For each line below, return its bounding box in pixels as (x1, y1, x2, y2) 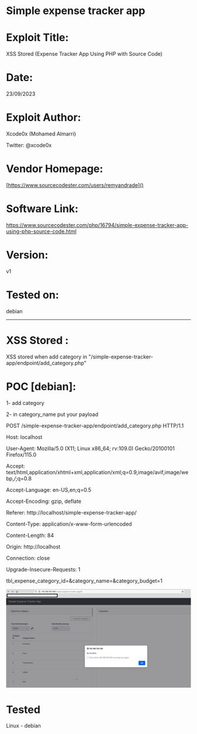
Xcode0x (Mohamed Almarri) (6, 130, 76, 137)
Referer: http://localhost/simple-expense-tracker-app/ (6, 509, 137, 516)
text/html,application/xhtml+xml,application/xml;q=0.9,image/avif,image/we (6, 468, 189, 476)
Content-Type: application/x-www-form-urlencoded (6, 520, 132, 527)
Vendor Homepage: (6, 163, 104, 175)
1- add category (6, 399, 45, 406)
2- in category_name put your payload (6, 411, 98, 418)
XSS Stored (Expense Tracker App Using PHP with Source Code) (6, 50, 163, 57)
